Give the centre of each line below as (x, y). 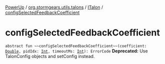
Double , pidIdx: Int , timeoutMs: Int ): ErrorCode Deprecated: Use (76, 51)
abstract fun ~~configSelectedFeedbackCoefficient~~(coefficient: (76, 46)
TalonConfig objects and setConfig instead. (50, 56)
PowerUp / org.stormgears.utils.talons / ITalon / (54, 7)
